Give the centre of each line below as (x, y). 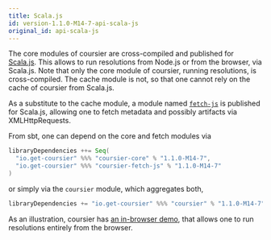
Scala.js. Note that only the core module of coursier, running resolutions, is (132, 71)
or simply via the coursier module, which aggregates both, (106, 188)
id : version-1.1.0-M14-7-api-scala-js (73, 23)
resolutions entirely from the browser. (71, 227)
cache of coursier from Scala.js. (61, 88)
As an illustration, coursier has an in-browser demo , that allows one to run (131, 219)
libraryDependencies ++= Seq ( (59, 151)
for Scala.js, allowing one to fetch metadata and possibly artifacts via (123, 112)
